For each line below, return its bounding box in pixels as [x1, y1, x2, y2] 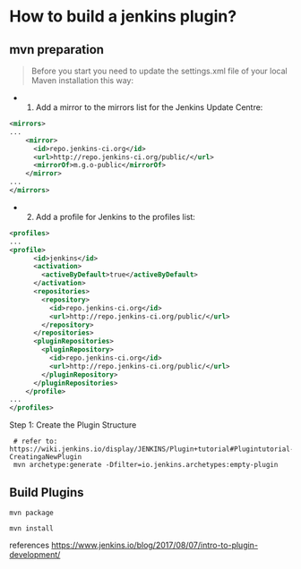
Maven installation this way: [30, 75, 134, 86]
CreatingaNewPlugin [9, 453, 82, 462]
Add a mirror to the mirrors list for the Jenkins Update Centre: [35, 102, 263, 113]
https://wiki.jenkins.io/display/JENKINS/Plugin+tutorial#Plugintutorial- [9, 445, 295, 454]
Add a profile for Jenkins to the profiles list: [35, 211, 195, 222]
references [9, 539, 50, 550]
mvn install [9, 523, 54, 533]
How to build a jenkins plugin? [9, 6, 237, 27]
